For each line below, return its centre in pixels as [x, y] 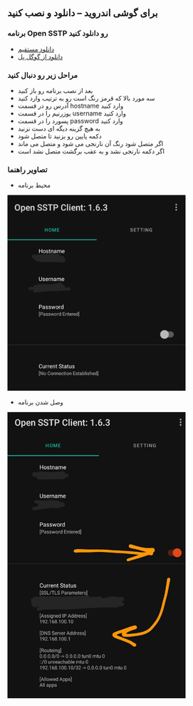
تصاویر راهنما [27, 170]
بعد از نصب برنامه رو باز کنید [55, 91]
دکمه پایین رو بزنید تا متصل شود [59, 135]
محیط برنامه [34, 185]
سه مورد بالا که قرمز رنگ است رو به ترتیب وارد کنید [86, 98]
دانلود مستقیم [36, 49]
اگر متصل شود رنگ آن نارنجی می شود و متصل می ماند [90, 143]
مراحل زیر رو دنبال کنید [43, 75]
